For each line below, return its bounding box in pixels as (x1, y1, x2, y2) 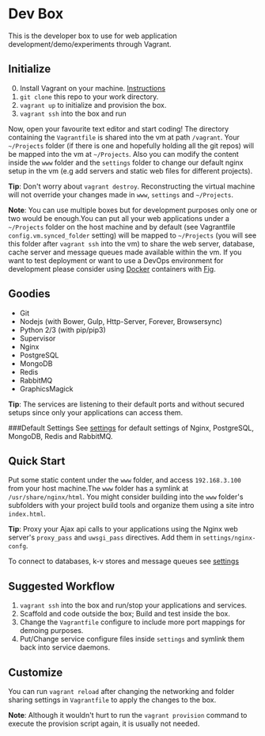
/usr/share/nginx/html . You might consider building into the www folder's (8, 492, 244, 501)
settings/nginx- (203, 534, 256, 543)
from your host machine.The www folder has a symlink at (8, 484, 188, 494)
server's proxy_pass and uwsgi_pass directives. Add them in (8, 532, 202, 543)
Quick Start (8, 454, 66, 467)
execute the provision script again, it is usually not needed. (8, 719, 200, 728)
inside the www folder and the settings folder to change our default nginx (8, 158, 244, 167)
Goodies (8, 287, 51, 301)
